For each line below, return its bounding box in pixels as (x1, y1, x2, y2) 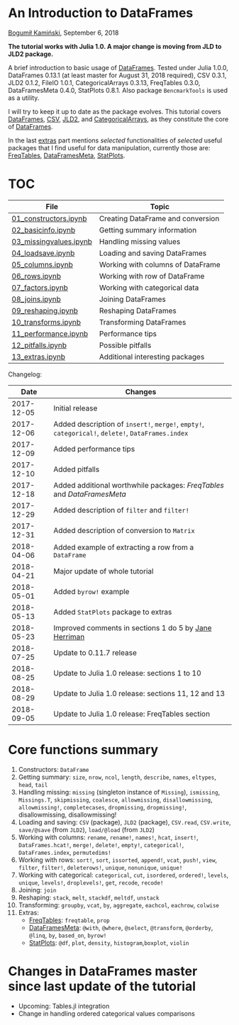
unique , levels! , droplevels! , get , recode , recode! (18, 878, 164, 887)
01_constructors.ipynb (11, 213, 87, 223)
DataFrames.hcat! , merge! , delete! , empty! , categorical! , (18, 840, 184, 848)
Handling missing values (99, 236, 181, 246)
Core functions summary (8, 742, 159, 758)
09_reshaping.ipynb (11, 306, 79, 315)
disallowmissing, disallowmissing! (18, 810, 117, 819)
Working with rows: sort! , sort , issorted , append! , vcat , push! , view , (18, 856, 218, 864)
